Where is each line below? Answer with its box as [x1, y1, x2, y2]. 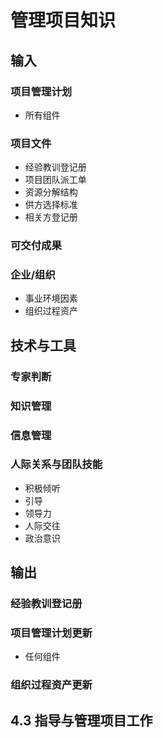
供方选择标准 [24, 199, 78, 211]
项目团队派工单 [24, 174, 87, 186]
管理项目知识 [10, 9, 117, 32]
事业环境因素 [24, 292, 78, 305]
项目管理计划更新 [10, 626, 93, 640]
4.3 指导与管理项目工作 [10, 712, 153, 729]
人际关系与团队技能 [10, 457, 103, 471]
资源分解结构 [24, 186, 78, 198]
